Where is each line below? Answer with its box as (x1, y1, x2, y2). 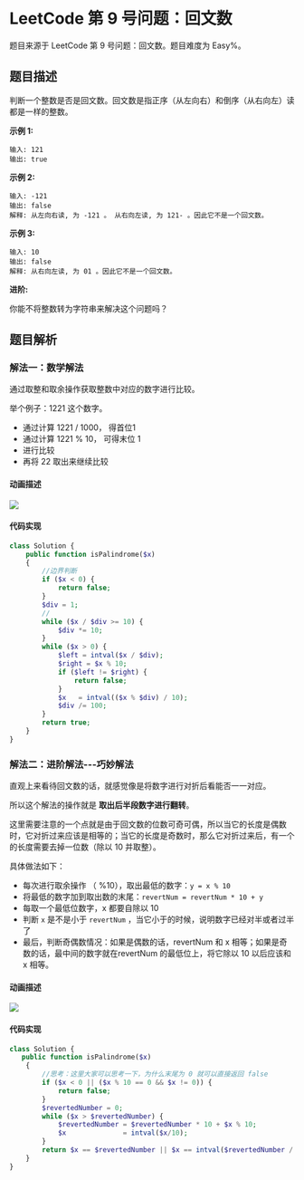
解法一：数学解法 (9, 361, 84, 374)
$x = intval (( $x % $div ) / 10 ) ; (57, 693, 188, 702)
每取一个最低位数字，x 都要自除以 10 (22, 903, 159, 914)
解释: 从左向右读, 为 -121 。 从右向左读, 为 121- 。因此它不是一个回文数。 (9, 210, 269, 220)
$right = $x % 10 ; (57, 659, 128, 668)
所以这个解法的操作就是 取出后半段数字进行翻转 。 (9, 800, 195, 811)
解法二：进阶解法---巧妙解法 (9, 758, 134, 771)
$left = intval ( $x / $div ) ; (57, 651, 165, 660)
